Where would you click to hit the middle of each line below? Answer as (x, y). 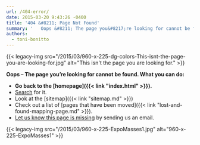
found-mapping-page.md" (47, 111)
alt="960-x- (171, 129)
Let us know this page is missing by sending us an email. (85, 118)
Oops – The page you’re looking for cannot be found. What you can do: (95, 74)
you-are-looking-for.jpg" (36, 63)
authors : (17, 34)
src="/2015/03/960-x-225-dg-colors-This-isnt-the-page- (115, 56)
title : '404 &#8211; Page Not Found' (53, 23)
